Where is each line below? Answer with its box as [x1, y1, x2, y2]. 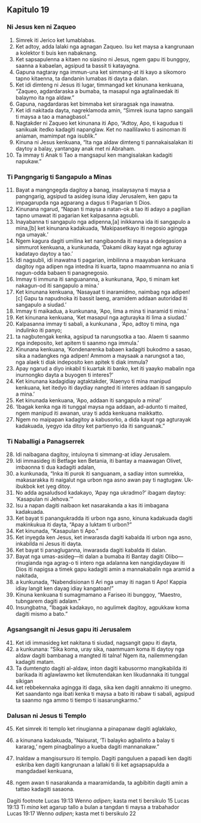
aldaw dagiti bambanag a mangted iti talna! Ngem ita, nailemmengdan [15, 651, 188, 659]
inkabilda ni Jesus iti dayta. [15, 540, 83, 547]
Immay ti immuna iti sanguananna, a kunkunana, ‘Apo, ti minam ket [15, 276, 179, 283]
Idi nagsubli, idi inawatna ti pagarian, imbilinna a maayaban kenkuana [15, 256, 186, 264]
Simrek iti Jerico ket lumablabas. [15, 36, 96, 44]
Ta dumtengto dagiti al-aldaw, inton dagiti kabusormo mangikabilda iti [15, 665, 187, 672]
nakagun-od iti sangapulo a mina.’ [15, 282, 99, 289]
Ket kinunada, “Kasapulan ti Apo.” [15, 528, 99, 535]
